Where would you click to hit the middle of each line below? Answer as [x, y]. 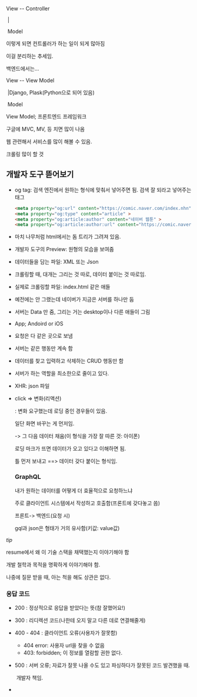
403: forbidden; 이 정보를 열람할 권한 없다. [73, 652]
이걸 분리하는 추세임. [30, 56]
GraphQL [28, 477]
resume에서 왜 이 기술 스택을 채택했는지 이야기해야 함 [68, 552]
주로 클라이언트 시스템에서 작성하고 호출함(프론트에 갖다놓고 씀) [87, 503]
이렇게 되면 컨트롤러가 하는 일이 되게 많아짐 [56, 43]
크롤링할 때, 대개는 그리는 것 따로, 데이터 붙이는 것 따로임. [80, 274]
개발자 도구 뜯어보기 [40, 174]
